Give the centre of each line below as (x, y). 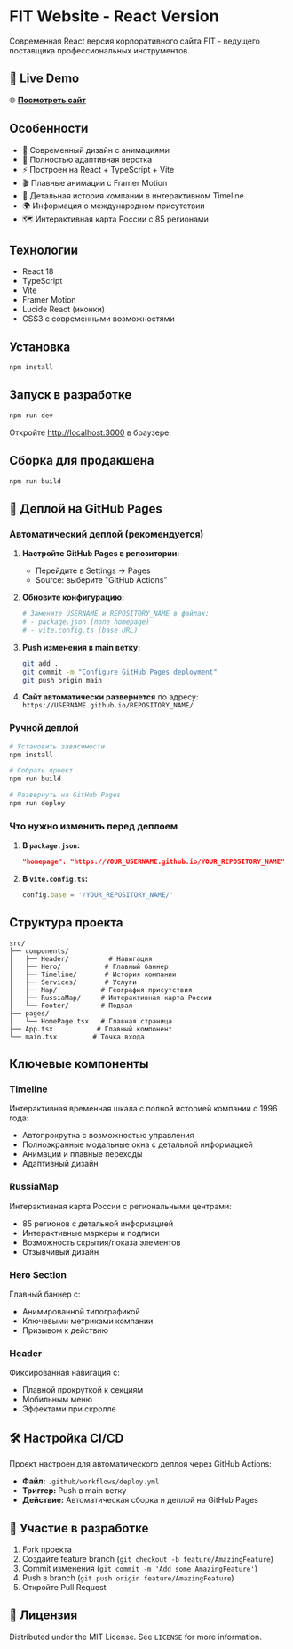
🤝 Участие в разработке (79, 1528)
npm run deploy (37, 804)
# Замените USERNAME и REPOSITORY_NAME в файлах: (116, 614)
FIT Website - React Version (114, 16)
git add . (40, 663)
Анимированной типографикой (81, 1312)
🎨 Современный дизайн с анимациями (96, 150)
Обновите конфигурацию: (73, 597)
